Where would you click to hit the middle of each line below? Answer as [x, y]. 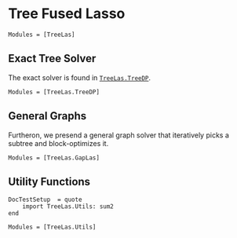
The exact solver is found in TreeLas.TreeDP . [80, 77]
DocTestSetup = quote [45, 200]
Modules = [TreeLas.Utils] [52, 227]
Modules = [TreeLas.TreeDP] [54, 92]
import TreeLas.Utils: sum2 [68, 207]
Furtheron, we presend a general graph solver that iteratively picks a [119, 135]
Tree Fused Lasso [67, 14]
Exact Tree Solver [52, 59]
